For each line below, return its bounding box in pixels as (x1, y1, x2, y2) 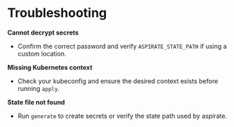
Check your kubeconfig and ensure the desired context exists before (17, 76, 218, 85)
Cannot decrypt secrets (7, 28, 79, 37)
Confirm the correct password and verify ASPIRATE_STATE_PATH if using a (17, 42, 228, 50)
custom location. (17, 49, 66, 58)
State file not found (7, 97, 65, 107)
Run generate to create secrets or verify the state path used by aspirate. (17, 111, 228, 120)
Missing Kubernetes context (7, 63, 93, 71)
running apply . (17, 84, 60, 92)
